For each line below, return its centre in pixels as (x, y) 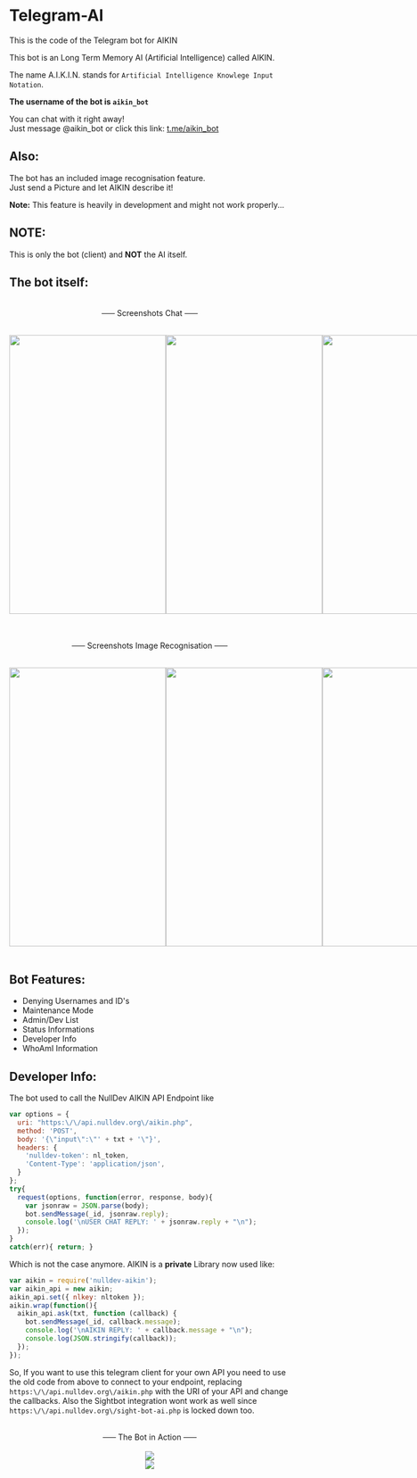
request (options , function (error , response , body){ (115, 1197)
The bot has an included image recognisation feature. (107, 178)
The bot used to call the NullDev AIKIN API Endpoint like (112, 1098)
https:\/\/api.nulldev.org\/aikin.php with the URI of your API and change (149, 1391)
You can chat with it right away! (67, 119)
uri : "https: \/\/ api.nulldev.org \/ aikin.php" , (105, 1122)
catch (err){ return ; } (51, 1247)
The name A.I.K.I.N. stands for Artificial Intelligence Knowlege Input (141, 75)
